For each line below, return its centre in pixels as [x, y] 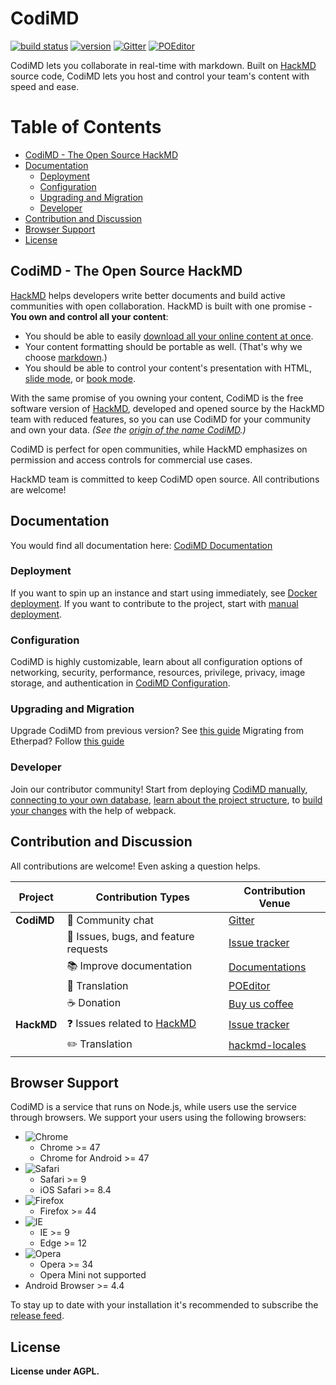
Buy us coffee [261, 1004]
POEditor [249, 985]
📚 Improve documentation [129, 965]
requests [87, 949]
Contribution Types [143, 897]
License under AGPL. [55, 1371]
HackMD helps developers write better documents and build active [148, 295]
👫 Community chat [110, 920]
